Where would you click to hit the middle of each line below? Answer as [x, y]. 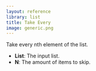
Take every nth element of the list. [47, 45]
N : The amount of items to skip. [52, 62]
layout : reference [28, 11]
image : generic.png [30, 28]
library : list [23, 17]
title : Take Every [28, 22]
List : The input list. [37, 56]
